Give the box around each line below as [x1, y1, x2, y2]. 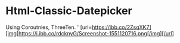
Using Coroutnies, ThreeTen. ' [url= [5, 24, 92, 31]
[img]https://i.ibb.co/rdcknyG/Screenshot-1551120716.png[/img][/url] [5, 29, 174, 37]
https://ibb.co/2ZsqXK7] [91, 24, 151, 31]
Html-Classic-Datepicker [5, 4, 132, 18]
